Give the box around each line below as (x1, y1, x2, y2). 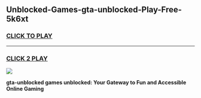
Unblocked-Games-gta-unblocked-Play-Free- (6, 5, 182, 15)
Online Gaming (6, 85, 44, 92)
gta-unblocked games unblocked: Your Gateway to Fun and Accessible (6, 78, 187, 86)
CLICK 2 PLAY (6, 54, 48, 62)
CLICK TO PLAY (6, 32, 53, 40)
